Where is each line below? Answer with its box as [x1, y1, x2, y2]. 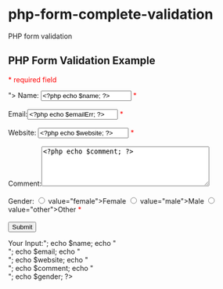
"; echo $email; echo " [8, 247, 81, 256]
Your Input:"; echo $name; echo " [8, 238, 117, 247]
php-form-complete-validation [8, 5, 214, 23]
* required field [8, 74, 57, 84]
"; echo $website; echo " [8, 255, 88, 264]
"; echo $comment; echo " [8, 263, 94, 273]
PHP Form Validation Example [8, 54, 156, 67]
